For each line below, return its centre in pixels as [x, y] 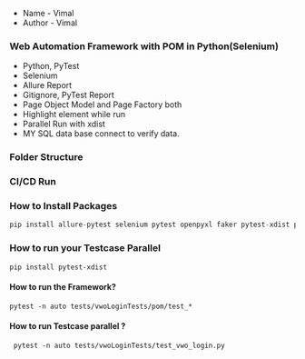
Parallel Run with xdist [64, 124]
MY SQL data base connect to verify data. [101, 134]
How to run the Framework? [63, 287]
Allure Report [47, 85]
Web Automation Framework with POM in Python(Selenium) [144, 46]
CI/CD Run [33, 182]
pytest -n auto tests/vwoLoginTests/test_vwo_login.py [119, 346]
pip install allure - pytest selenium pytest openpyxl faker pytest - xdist [150, 225]
